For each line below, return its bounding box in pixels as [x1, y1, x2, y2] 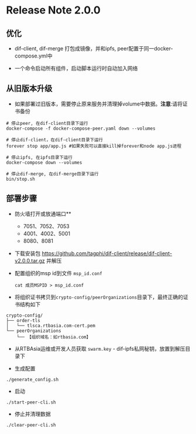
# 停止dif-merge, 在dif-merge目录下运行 [6, 171, 99, 177]
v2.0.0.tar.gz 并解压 [14, 257, 62, 264]
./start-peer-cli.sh [6, 399, 57, 405]
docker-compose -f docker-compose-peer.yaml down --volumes [6, 126, 156, 131]
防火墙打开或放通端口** [14, 210, 71, 217]
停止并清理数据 [14, 410, 51, 417]
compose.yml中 [14, 52, 53, 59]
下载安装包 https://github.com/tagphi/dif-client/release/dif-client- [14, 250, 173, 257]
